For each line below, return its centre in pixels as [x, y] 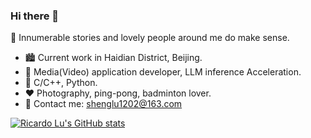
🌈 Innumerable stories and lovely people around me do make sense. [150, 38]
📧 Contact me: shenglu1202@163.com [103, 104]
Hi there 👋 [35, 16]
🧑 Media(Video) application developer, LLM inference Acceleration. [163, 72]
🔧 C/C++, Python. [61, 83]
